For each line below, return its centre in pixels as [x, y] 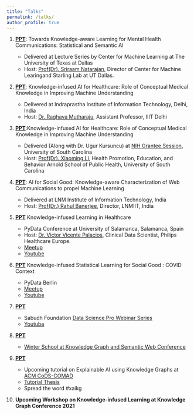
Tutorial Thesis [42, 382]
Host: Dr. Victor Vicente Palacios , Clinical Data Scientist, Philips [100, 235]
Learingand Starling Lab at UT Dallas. [69, 75]
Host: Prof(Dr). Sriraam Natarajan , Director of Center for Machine [102, 69]
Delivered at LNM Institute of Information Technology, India [95, 200]
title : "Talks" [25, 11]
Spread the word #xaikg [53, 389]
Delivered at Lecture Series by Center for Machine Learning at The [104, 57]
